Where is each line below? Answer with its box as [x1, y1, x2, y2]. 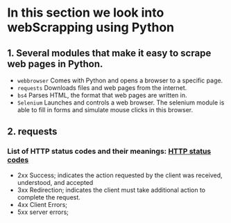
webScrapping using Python [7, 19, 175, 35]
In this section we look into [7, 5, 164, 21]
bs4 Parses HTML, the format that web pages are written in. [17, 91, 187, 99]
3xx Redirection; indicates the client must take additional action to [17, 186, 206, 194]
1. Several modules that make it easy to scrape [7, 47, 212, 59]
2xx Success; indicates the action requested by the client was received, [17, 171, 223, 179]
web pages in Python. [7, 57, 103, 70]
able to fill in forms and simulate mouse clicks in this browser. [17, 106, 193, 114]
